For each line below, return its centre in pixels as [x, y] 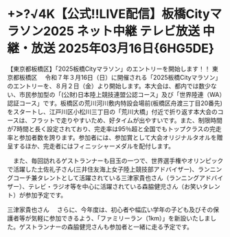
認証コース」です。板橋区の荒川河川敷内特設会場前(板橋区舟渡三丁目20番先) [115, 103]
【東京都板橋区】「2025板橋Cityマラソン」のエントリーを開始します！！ [109, 69]
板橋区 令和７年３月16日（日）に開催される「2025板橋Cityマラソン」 [120, 77]
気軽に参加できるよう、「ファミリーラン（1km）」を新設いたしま [120, 218]
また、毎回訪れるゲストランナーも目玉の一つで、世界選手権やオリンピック [118, 160]
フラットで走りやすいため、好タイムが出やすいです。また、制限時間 [127, 120]
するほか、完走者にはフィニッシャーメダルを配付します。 [94, 146]
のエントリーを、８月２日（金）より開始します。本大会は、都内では [103, 86]
